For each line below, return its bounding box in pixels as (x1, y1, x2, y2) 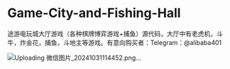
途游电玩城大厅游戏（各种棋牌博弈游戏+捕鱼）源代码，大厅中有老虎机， (7, 29, 217, 38)
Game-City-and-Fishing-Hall (7, 5, 181, 21)
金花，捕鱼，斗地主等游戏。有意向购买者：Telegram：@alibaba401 (26, 38, 222, 47)
